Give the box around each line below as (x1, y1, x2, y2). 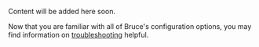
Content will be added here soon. (8, 7, 116, 16)
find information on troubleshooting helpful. (8, 31, 149, 39)
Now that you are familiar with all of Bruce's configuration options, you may (8, 22, 252, 31)
